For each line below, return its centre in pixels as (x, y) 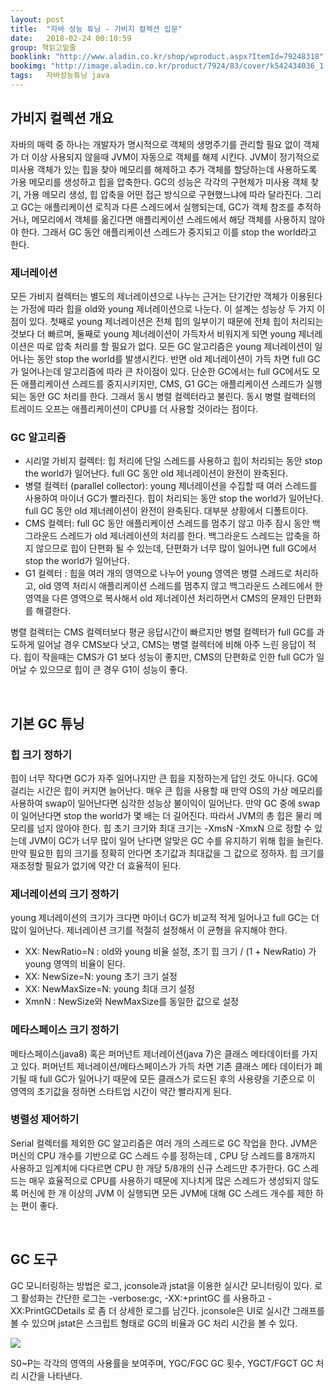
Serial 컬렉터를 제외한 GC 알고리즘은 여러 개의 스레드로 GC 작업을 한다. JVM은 (164, 1143)
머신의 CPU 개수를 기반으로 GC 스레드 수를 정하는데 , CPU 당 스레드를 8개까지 (163, 1155)
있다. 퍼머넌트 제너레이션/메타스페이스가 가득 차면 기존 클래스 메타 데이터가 (166, 1066)
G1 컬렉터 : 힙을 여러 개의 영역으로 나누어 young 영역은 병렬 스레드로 (158, 573)
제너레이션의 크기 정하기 (65, 894)
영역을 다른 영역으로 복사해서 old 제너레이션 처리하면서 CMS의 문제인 (160, 598)
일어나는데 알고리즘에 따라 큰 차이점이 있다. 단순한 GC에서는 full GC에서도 (165, 371)
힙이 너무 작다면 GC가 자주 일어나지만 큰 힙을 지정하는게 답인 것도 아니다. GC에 (164, 778)
